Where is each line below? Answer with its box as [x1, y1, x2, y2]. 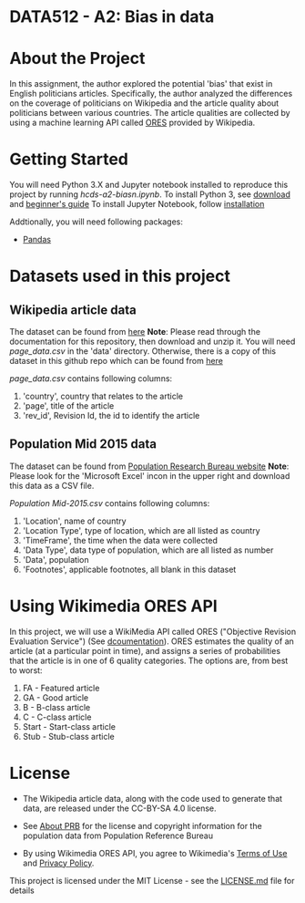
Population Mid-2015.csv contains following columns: [9, 497, 210, 508]
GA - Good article [22, 691, 89, 703]
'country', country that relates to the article [22, 390, 184, 402]
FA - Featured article [22, 682, 100, 693]
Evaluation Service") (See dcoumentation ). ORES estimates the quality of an [9, 636, 294, 647]
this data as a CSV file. [9, 480, 95, 491]
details [9, 885, 35, 896]
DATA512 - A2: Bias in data [9, 6, 215, 27]
